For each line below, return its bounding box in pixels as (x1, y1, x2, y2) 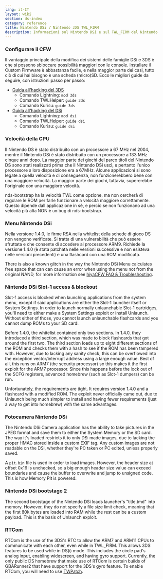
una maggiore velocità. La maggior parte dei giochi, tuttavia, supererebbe (5, 177, 152, 183)
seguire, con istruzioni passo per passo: (5, 77, 86, 83)
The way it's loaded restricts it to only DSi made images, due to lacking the (5, 435, 155, 441)
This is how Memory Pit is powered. (5, 475, 77, 481)
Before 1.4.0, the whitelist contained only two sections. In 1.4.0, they (5, 330, 141, 336)
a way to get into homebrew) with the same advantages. (5, 401, 118, 407)
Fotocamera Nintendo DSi (5, 413, 67, 420)
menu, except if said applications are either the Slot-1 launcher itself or (5, 300, 147, 306)
